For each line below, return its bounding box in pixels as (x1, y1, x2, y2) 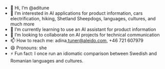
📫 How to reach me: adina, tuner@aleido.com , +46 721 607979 (10, 38, 143, 43)
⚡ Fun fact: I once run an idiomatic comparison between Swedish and (10, 51, 157, 56)
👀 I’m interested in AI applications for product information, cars (10, 10, 143, 16)
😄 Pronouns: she (10, 45, 47, 51)
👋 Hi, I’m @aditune (10, 5, 50, 11)
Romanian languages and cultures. (10, 58, 84, 63)
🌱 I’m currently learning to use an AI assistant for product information (10, 26, 156, 32)
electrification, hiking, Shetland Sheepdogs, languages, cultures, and (10, 16, 156, 21)
